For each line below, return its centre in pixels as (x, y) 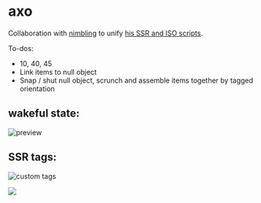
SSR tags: (33, 157)
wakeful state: (44, 114)
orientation (37, 88)
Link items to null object (58, 72)
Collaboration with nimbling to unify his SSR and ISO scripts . (105, 33)
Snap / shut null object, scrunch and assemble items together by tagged (136, 80)
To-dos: (21, 48)
